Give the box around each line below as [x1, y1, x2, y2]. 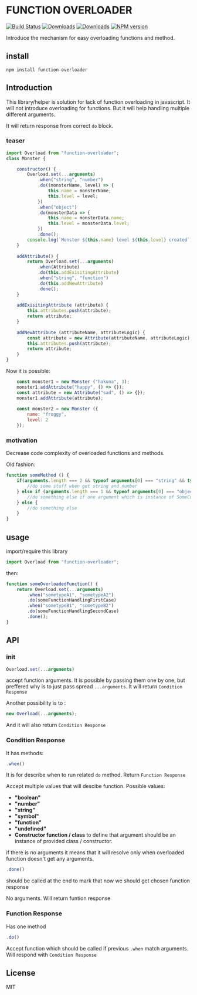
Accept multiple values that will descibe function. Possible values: [6, 783, 165, 790]
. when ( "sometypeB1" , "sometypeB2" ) [27, 603, 114, 609]
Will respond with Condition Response [6, 951, 97, 958]
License [6, 968, 36, 978]
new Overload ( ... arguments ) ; [6, 711, 77, 717]
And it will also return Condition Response [6, 722, 106, 729]
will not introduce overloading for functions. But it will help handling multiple [6, 104, 189, 111]
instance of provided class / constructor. [14, 838, 113, 845]
